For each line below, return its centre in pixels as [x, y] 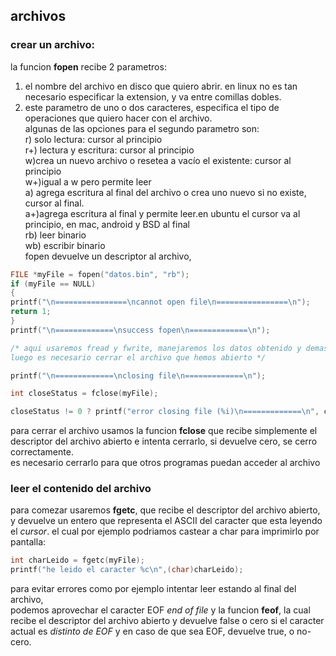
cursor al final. [54, 203]
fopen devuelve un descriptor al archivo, [108, 256]
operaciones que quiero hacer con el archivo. [118, 118]
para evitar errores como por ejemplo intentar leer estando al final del [153, 589]
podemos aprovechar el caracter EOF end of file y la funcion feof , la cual [160, 610]
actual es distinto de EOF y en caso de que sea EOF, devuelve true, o [152, 631]
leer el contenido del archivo [81, 489]
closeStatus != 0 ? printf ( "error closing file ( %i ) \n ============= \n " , [165, 412]
